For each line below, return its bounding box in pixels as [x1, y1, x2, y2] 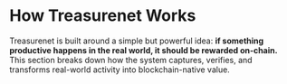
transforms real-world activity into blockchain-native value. [9, 64, 231, 75]
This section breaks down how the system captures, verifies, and [9, 54, 253, 65]
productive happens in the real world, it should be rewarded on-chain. [9, 44, 278, 55]
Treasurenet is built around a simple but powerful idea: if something [9, 35, 264, 46]
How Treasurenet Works [9, 5, 196, 26]
